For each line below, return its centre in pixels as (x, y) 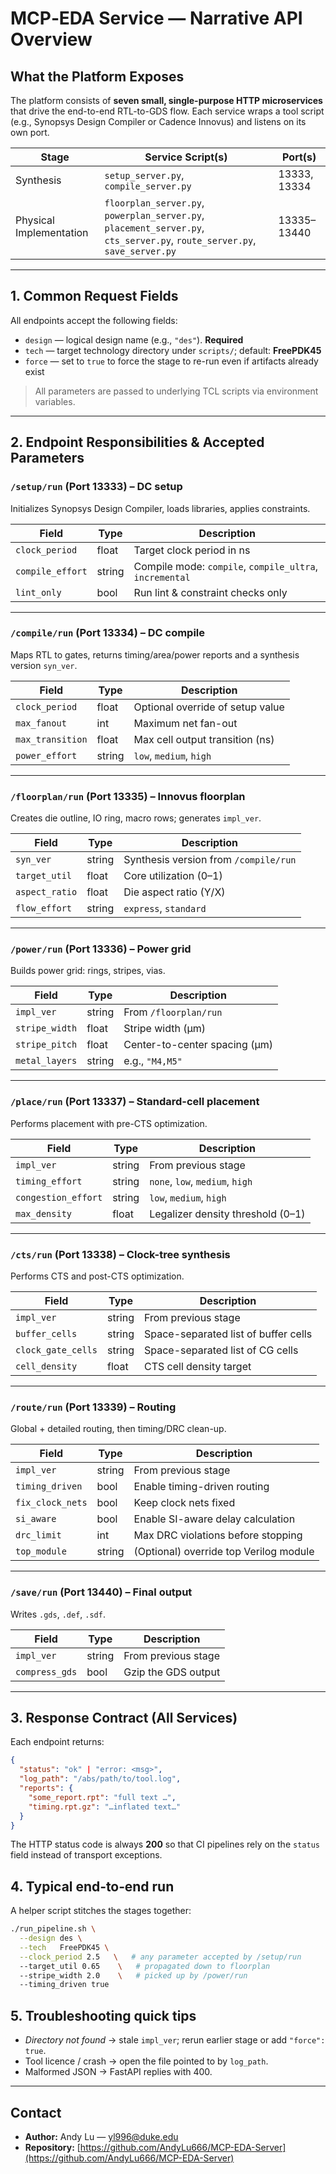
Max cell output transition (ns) (204, 739)
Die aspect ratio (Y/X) (174, 892)
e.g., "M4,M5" (153, 1061)
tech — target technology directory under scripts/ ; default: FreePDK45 (173, 350)
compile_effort (51, 571)
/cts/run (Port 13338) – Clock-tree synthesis (120, 1254)
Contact (36, 2112)
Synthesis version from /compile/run (210, 860)
